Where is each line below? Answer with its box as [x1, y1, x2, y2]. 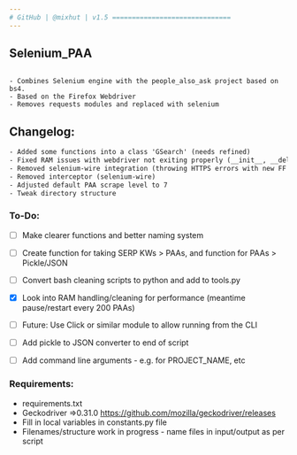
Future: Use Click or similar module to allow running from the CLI [21, 320, 258, 330]
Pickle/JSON [21, 258, 68, 268]
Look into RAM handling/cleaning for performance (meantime [21, 292, 246, 303]
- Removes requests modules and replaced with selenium [9, 100, 219, 109]
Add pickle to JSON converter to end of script [21, 337, 189, 348]
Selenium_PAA [9, 46, 93, 61]
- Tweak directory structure [9, 189, 117, 197]
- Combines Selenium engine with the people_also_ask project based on [9, 77, 278, 86]
